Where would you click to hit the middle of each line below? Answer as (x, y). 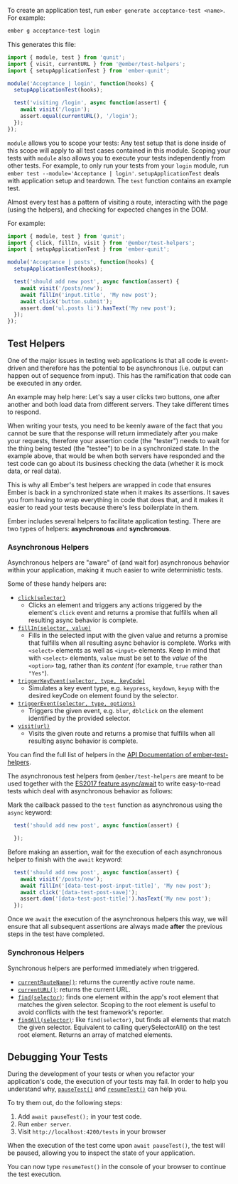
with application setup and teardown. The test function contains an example (119, 180)
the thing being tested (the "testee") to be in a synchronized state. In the (113, 448)
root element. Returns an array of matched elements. (95, 1034)
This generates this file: (42, 44)
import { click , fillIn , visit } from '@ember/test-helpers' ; (101, 243)
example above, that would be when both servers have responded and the (116, 456)
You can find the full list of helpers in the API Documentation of (99, 755)
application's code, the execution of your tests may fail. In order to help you (118, 1082)
